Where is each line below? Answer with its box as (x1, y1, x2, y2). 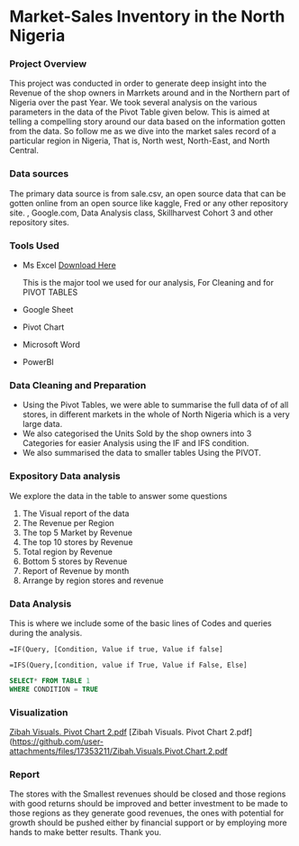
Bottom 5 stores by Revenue (22, 556, 128, 567)
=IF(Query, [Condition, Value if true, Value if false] (9, 644, 223, 654)
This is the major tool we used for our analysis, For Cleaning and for (22, 277, 275, 288)
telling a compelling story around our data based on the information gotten (9, 116, 286, 127)
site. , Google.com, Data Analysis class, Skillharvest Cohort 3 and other (9, 207, 274, 218)
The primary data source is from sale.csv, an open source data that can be (9, 187, 286, 199)
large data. (22, 419, 63, 430)
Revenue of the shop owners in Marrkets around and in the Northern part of (9, 87, 291, 98)
